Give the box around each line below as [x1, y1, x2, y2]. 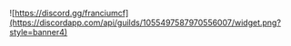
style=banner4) [9, 27, 68, 37]
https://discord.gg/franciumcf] [15, 8, 129, 18]
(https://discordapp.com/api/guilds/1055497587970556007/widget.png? [9, 17, 282, 28]
